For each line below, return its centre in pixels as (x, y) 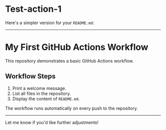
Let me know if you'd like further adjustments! (52, 122)
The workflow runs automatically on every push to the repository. (72, 108)
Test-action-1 (33, 9)
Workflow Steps (30, 77)
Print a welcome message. (39, 88)
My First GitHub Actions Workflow (77, 47)
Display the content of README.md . (46, 98)
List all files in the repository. (41, 93)
